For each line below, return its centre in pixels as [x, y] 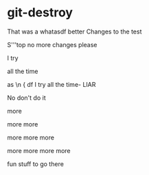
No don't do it [26, 98]
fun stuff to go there [35, 164]
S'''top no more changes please [52, 44]
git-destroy [40, 13]
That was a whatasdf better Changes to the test [74, 31]
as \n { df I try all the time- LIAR [51, 84]
